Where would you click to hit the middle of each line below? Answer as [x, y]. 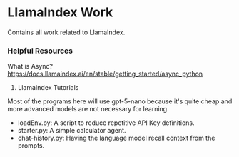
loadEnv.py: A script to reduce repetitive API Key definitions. [106, 123]
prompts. [31, 146]
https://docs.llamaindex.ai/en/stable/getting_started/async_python [105, 74]
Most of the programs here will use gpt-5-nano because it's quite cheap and [120, 101]
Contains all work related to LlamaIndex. [66, 32]
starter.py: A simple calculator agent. [72, 131]
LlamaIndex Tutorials [48, 88]
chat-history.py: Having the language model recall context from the [116, 138]
